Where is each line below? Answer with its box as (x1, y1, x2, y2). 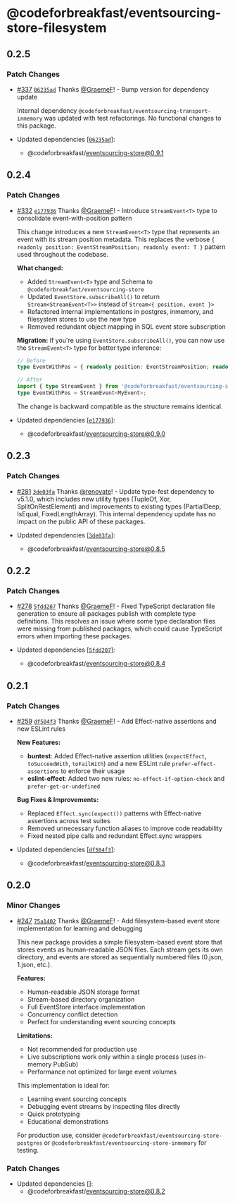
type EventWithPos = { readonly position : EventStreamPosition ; (16, 363, 210, 371)
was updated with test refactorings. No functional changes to (44, 114, 222, 122)
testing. (16, 1146, 39, 1154)
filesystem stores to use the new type (27, 315, 136, 323)
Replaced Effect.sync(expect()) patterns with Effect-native (27, 809, 202, 818)
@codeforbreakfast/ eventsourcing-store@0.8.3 (27, 859, 166, 867)
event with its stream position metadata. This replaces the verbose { (16, 235, 215, 243)
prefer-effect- (171, 760, 217, 767)
